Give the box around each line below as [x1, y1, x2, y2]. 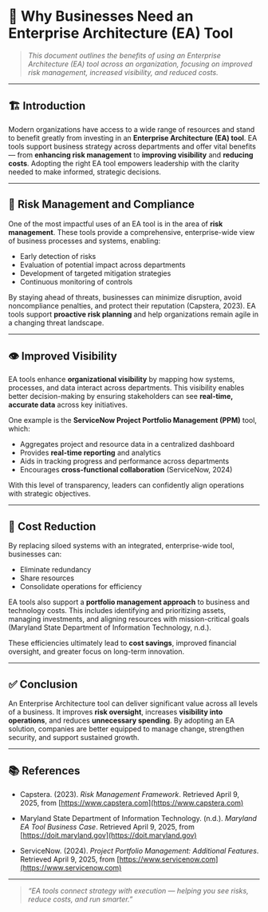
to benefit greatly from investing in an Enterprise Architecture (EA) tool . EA [8, 133, 258, 142]
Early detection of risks [19, 251, 97, 261]
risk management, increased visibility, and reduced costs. [27, 67, 219, 77]
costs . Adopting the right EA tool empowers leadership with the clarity [8, 158, 239, 168]
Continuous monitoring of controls [19, 277, 133, 286]
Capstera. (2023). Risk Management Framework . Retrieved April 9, [19, 789, 240, 798]
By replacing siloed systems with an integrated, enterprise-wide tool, [8, 541, 235, 551]
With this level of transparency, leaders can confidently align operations [8, 480, 245, 490]
